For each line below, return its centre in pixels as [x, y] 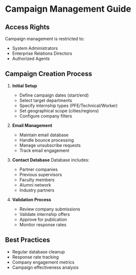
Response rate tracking [36, 257]
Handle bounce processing [47, 140]
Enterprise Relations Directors [42, 53]
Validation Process [31, 199]
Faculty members [37, 180]
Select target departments [46, 100]
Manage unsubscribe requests [50, 145]
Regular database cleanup [38, 252]
